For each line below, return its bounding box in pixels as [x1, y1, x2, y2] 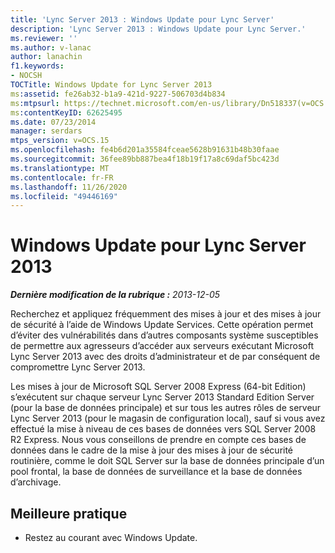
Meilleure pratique [10, 505, 128, 522]
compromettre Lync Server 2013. [10, 361, 146, 373]
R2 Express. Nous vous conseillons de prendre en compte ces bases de [10, 434, 307, 446]
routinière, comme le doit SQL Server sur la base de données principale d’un [10, 455, 325, 467]
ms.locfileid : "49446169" [10, 191, 118, 201]
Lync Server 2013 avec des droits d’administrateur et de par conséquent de [10, 351, 321, 363]
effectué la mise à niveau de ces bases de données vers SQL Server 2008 [10, 423, 317, 435]
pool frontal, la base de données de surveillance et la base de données [10, 466, 303, 478]
